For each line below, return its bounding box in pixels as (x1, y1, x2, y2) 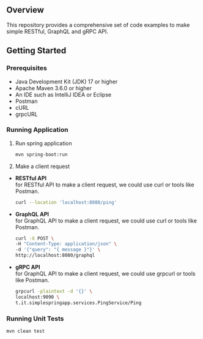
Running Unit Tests (6, 314, 64, 322)
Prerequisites (6, 64, 47, 72)
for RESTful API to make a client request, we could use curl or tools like (15, 181, 194, 188)
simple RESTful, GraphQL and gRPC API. (6, 28, 109, 35)
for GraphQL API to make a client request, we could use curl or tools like (15, 217, 197, 224)
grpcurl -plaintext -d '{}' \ (15, 288, 93, 295)
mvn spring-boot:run (15, 151, 68, 158)
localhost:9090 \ (15, 294, 60, 300)
